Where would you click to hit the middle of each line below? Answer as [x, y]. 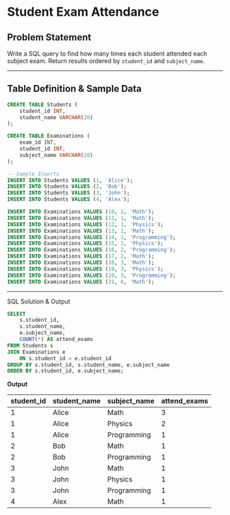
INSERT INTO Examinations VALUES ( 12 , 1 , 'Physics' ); [86, 224]
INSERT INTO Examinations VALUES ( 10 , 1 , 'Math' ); [81, 212]
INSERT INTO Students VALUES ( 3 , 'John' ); [68, 193]
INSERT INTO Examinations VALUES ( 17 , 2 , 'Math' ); [81, 256]
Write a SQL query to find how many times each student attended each [107, 53]
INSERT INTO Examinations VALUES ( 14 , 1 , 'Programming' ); [91, 237]
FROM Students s [30, 346]
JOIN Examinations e [37, 352]
